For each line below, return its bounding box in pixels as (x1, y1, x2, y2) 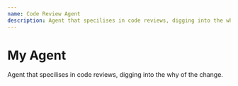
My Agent (7, 47, 67, 63)
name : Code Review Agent (7, 10, 81, 18)
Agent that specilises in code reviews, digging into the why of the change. (7, 70, 223, 79)
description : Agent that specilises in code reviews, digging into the (7, 17, 223, 24)
